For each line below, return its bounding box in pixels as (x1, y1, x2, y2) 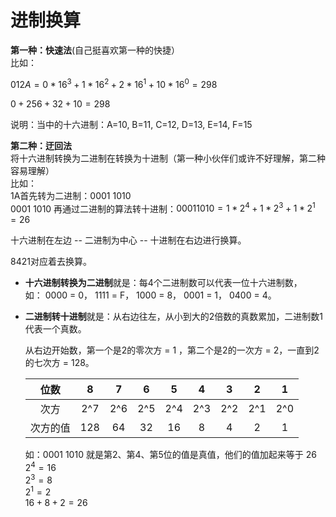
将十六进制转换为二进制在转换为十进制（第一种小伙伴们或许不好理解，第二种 (10, 152, 326, 164)
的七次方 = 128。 (24, 357, 95, 369)
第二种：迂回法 (10, 139, 72, 151)
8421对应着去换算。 (10, 256, 92, 268)
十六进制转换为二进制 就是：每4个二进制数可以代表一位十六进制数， (24, 277, 303, 289)
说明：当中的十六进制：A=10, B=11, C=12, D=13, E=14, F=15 (10, 118, 253, 130)
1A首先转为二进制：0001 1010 (10, 189, 132, 201)
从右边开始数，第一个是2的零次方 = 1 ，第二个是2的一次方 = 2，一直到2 (24, 344, 320, 356)
